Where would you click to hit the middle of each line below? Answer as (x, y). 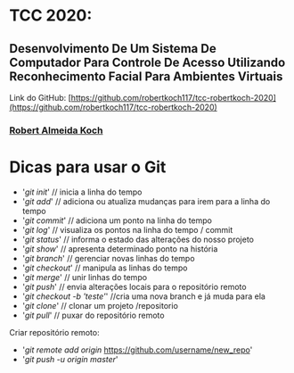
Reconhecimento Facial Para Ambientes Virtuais (146, 76)
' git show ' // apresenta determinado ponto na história (120, 249)
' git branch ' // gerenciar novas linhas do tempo (108, 258)
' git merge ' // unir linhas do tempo (85, 277)
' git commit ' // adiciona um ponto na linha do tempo (117, 220)
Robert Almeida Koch (56, 130)
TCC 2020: (51, 16)
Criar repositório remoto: (54, 332)
